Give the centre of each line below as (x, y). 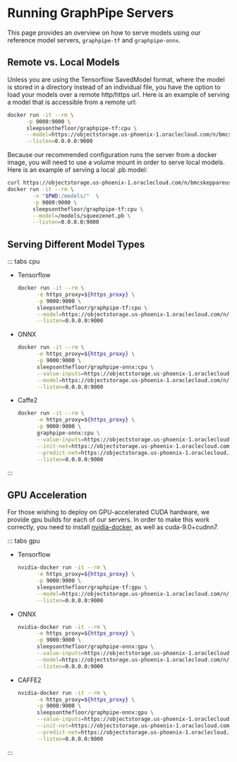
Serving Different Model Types (76, 244)
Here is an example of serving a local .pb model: (78, 170)
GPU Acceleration (47, 495)
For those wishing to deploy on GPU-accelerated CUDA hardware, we (109, 512)
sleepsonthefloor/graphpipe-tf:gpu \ (92, 587)
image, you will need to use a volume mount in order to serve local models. (116, 162)
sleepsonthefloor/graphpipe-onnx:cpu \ (95, 367)
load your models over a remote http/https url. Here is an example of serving (119, 94)
